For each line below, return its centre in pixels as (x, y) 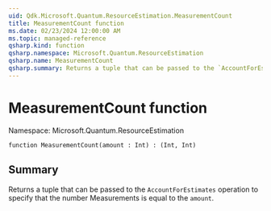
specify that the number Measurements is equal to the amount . (111, 197)
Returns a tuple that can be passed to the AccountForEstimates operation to (133, 189)
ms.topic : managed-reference (57, 38)
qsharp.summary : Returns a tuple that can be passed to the (112, 68)
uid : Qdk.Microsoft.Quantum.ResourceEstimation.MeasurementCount (120, 16)
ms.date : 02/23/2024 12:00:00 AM (65, 31)
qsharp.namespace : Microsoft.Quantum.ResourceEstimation (106, 53)
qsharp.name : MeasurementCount (61, 61)
